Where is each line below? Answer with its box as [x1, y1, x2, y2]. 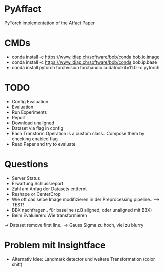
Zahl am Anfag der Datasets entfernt [11, 186, 87, 192]
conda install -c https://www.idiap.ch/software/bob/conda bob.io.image [11, 54, 160, 60]
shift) [11, 261, 23, 267]
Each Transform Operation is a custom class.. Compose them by [11, 130, 145, 136]
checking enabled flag [11, 136, 58, 142]
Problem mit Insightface [4, 239, 106, 251]
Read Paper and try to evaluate [11, 141, 76, 147]
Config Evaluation [11, 98, 49, 104]
